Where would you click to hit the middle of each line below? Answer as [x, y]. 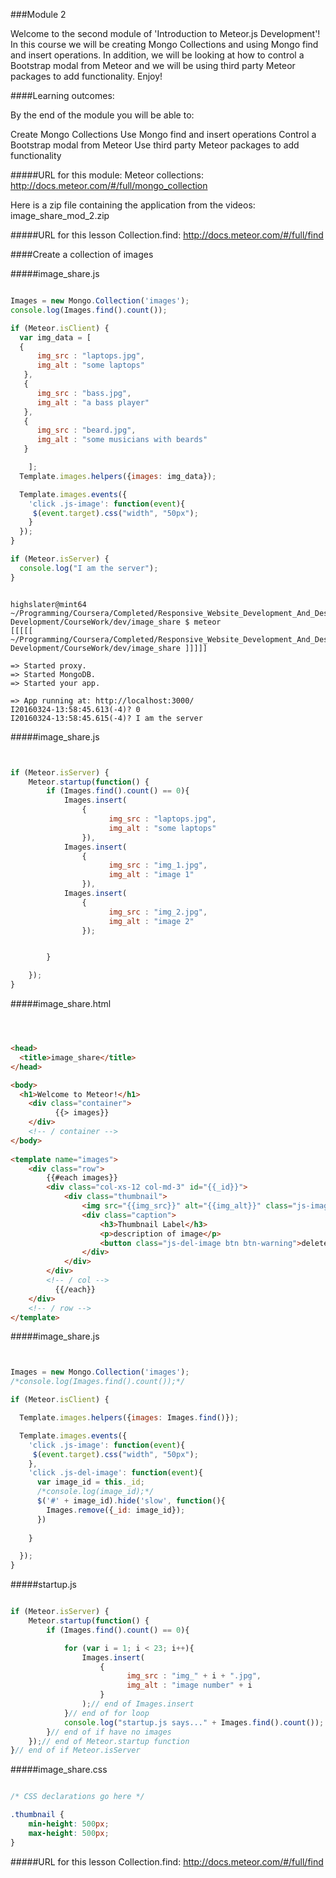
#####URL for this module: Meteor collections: [107, 175]
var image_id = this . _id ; [90, 1482]
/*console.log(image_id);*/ [95, 1492]
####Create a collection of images [82, 254]
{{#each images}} [82, 1178]
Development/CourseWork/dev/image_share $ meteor [116, 622]
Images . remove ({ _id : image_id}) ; [116, 1510]
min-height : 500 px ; [69, 1824]
